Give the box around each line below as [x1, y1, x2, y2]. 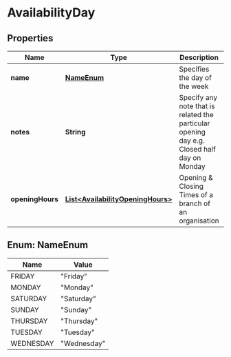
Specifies [178, 64, 210, 74]
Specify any [178, 93, 218, 102]
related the [178, 110, 214, 119]
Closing [178, 181, 204, 191]
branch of [178, 198, 211, 208]
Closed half [178, 145, 217, 154]
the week [178, 81, 209, 91]
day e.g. [178, 136, 205, 145]
